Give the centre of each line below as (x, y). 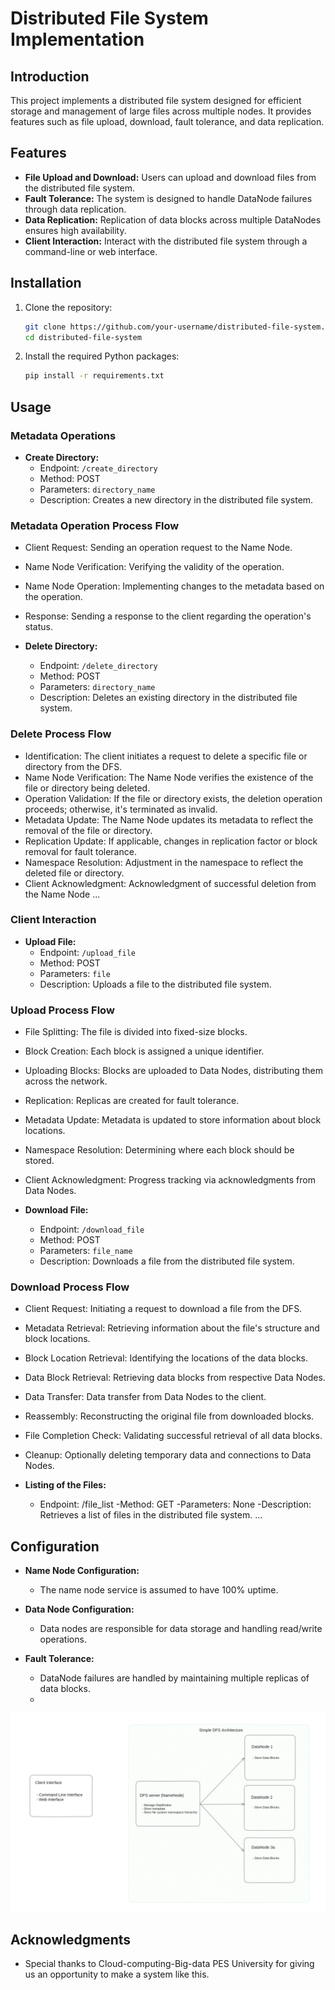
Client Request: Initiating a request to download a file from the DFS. (163, 1309)
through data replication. (75, 209)
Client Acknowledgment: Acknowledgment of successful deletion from (170, 883)
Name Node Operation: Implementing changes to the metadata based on (174, 586)
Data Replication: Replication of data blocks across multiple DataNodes (173, 219)
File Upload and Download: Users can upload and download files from (170, 177)
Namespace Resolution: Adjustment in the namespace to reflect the (164, 862)
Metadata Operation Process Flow (95, 525)
